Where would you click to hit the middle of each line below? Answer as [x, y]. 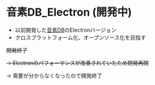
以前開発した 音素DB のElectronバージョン [66, 30]
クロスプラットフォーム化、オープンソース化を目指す [80, 37]
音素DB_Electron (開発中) [69, 12]
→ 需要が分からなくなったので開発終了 [54, 75]
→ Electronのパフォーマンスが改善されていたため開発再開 [77, 63]
